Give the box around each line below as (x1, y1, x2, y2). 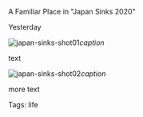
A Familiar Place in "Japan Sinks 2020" (8, 7, 136, 16)
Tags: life (8, 100, 38, 109)
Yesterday (8, 22, 42, 31)
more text (8, 84, 40, 94)
